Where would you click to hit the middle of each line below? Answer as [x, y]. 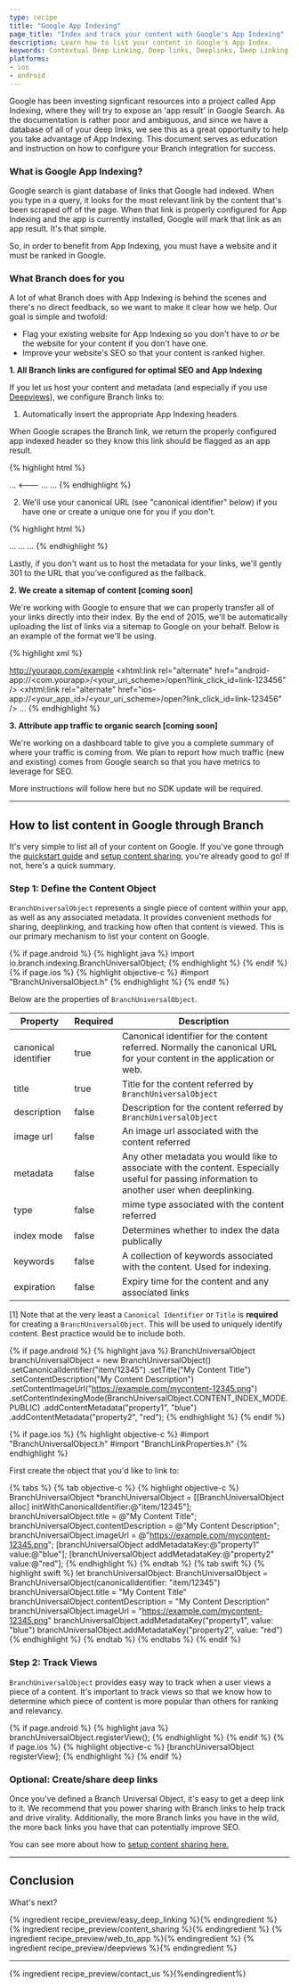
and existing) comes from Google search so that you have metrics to [135, 762]
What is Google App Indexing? [76, 171]
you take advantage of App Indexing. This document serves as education [143, 138]
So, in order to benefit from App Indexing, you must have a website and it [143, 246]
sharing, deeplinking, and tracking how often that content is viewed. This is [147, 927]
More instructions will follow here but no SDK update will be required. [136, 789]
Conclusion [42, 1881]
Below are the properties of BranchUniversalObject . [103, 999]
